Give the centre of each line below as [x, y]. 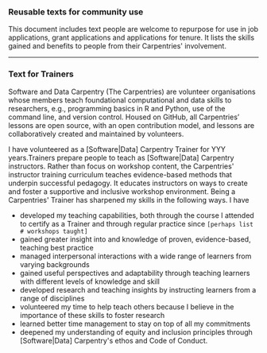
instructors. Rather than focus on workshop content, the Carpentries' [121, 166]
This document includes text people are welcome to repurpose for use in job [133, 29]
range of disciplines [52, 298]
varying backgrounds [54, 264]
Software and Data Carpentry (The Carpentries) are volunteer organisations [132, 91]
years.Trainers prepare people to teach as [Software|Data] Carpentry [121, 157]
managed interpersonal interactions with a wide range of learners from [135, 256]
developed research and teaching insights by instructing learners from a [138, 289]
